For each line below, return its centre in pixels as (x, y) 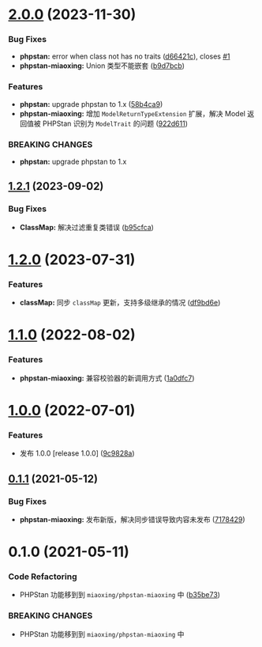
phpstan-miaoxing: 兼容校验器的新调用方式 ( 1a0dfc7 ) (107, 378)
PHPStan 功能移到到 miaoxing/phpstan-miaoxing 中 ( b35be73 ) (120, 595)
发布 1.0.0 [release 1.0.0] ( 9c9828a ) (77, 453)
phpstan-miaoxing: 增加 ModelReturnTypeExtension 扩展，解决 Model (133, 113)
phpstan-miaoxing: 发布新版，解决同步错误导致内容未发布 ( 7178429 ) (133, 519)
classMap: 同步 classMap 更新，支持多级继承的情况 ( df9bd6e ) (120, 303)
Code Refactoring (43, 577)
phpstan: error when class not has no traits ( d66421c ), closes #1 (125, 56)
